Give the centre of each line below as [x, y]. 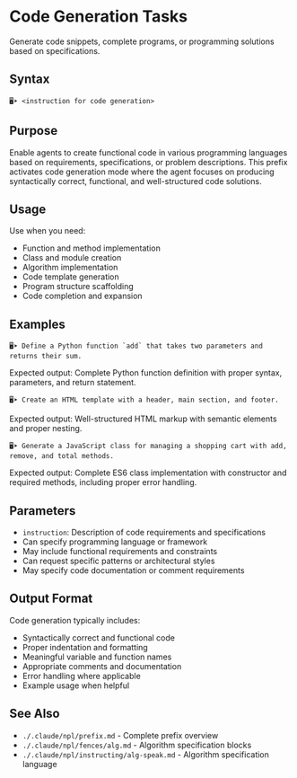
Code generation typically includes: [75, 620]
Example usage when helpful [76, 685]
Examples [37, 324]
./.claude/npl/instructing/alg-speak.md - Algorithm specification [145, 754]
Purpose [34, 131]
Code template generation [70, 277]
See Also [35, 714]
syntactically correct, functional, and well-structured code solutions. [135, 181]
